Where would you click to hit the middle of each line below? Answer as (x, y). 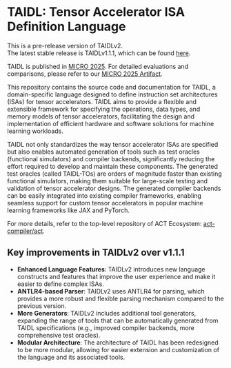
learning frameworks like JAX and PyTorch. (68, 210)
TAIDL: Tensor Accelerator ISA (96, 12)
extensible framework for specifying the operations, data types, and (104, 109)
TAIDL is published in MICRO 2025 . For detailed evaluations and (98, 66)
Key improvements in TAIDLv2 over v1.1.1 (96, 253)
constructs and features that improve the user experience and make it (116, 276)
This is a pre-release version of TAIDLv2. (65, 45)
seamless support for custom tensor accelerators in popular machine (105, 203)
